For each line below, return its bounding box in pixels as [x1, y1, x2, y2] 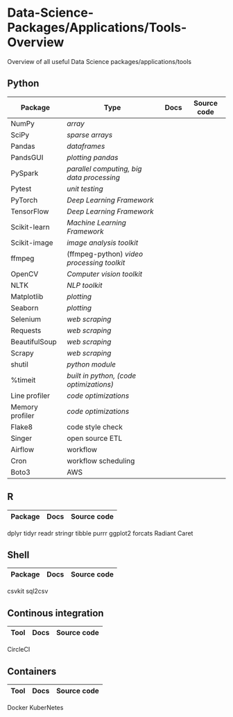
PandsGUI [10, 152, 44, 162]
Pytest [10, 184, 32, 193]
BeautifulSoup [10, 337, 57, 346]
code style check [67, 422, 123, 432]
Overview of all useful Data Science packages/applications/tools [7, 57, 192, 65]
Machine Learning [67, 218, 127, 227]
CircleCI [7, 645, 31, 654]
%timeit [10, 375, 36, 385]
